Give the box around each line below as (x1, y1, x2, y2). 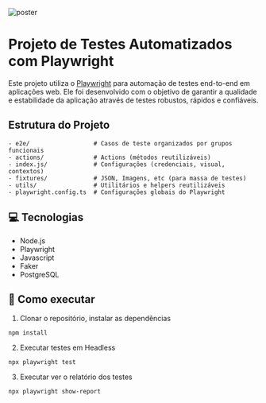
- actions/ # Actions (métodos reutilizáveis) (8, 153, 212, 161)
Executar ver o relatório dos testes (19, 372, 133, 382)
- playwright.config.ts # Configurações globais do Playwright (8, 188, 226, 196)
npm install (8, 329, 48, 337)
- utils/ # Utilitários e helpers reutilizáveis (8, 181, 226, 189)
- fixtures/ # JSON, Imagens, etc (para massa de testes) (8, 174, 247, 182)
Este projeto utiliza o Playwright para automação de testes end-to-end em (8, 78, 250, 87)
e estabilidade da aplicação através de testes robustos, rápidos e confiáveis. (8, 95, 259, 105)
